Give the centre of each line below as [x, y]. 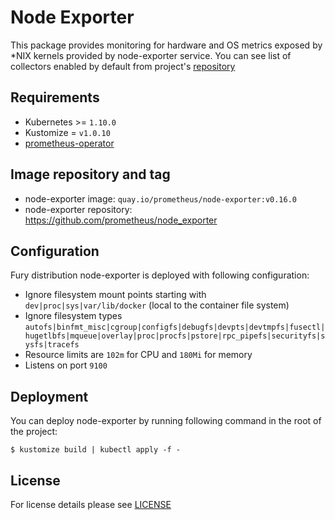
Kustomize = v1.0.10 [67, 132]
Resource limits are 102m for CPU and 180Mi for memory [138, 355]
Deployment [49, 396]
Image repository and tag [90, 174]
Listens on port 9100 [66, 365]
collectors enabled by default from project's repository [123, 66]
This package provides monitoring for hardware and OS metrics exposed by [166, 45]
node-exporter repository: [78, 209]
